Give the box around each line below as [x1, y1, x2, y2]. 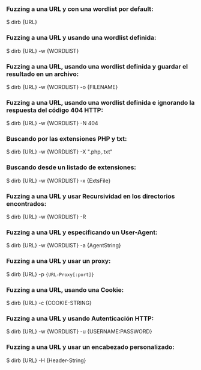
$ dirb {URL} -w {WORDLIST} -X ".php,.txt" [6, 148, 113, 155]
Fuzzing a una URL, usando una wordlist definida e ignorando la [6, 98, 195, 106]
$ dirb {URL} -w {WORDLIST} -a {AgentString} [6, 242, 121, 249]
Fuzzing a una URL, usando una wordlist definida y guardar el [6, 62, 188, 70]
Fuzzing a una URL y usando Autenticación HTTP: [6, 314, 154, 322]
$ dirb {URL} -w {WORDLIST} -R [6, 213, 86, 221]
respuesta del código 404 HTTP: [6, 106, 104, 114]
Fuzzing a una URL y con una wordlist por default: [6, 5, 154, 13]
